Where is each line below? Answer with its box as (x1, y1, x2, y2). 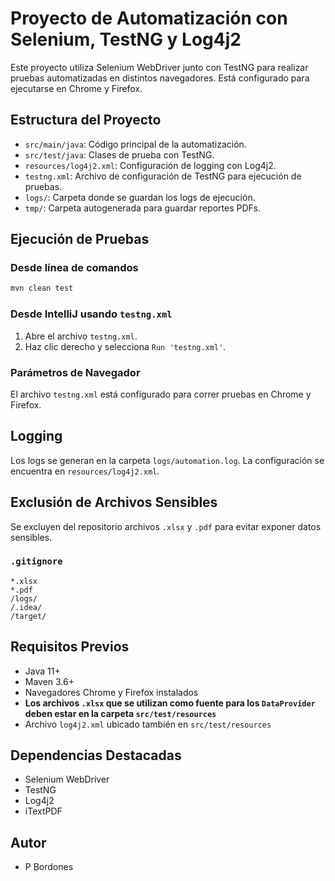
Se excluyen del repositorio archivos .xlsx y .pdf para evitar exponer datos (10, 520, 322, 532)
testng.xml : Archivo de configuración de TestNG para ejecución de (24, 170, 302, 182)
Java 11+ (24, 665, 61, 677)
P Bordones (24, 861, 74, 873)
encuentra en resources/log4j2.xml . (10, 465, 160, 477)
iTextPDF (24, 805, 63, 817)
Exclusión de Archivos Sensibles (10, 494, 218, 511)
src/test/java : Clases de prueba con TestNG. (24, 148, 215, 161)
